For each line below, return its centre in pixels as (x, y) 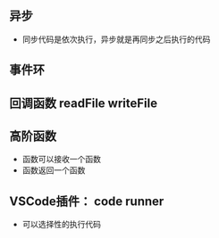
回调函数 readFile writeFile (84, 103)
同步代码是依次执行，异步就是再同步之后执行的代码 (116, 39)
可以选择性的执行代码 (61, 225)
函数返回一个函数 (54, 170)
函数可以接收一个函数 (61, 160)
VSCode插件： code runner (87, 201)
